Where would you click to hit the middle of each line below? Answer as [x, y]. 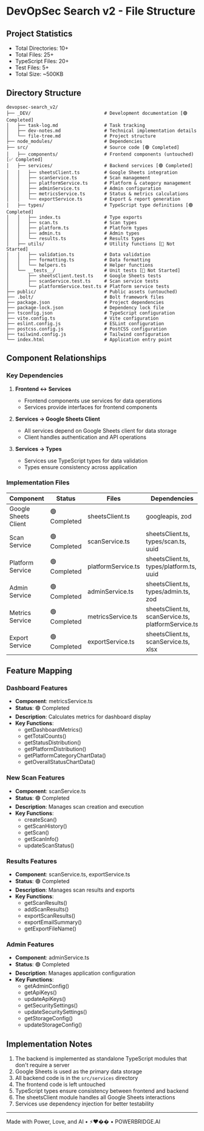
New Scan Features [36, 778]
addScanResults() [46, 909]
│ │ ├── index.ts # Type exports [74, 217]
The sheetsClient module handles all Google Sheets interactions [95, 1098]
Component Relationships [56, 358]
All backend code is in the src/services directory [76, 1078]
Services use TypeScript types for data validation [86, 461]
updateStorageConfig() [53, 1025]
